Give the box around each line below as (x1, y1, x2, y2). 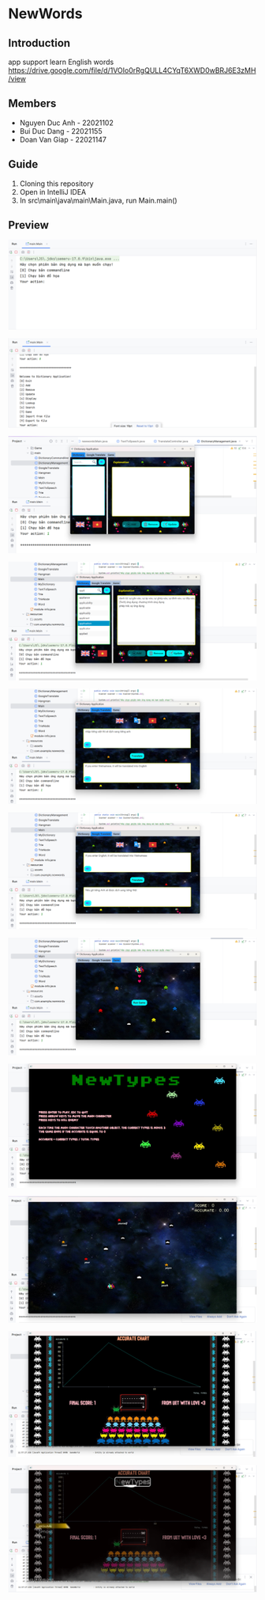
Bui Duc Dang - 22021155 (19, 126, 103, 135)
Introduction (8, 36, 71, 50)
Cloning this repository (19, 179, 94, 188)
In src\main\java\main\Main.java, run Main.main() (19, 195, 177, 205)
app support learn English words (8, 57, 114, 66)
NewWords (8, 5, 83, 23)
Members (8, 97, 57, 111)
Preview (8, 218, 50, 232)
